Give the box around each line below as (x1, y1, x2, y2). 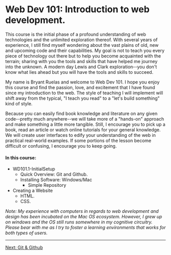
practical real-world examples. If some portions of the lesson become (5, 137, 152, 144)
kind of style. (5, 100, 33, 106)
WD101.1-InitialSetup (12, 166, 55, 172)
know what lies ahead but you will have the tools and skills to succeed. (5, 69, 154, 75)
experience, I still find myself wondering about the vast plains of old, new (5, 42, 159, 48)
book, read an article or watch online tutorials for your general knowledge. (5, 126, 161, 133)
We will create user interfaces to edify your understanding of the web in (5, 132, 156, 138)
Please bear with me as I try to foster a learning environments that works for (5, 224, 166, 231)
